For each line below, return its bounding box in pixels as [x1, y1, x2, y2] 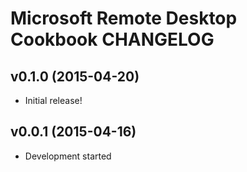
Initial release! [24, 95, 83, 106]
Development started [24, 150, 112, 162]
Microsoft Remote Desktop [10, 7, 238, 30]
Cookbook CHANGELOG [10, 28, 215, 51]
